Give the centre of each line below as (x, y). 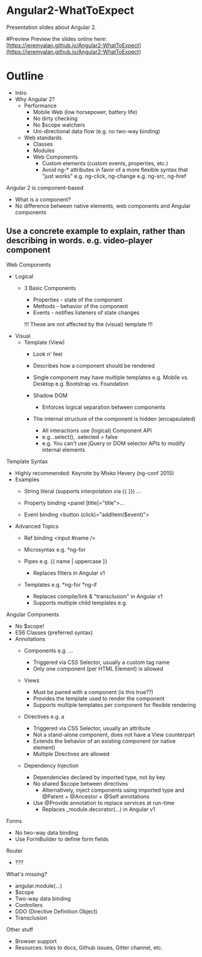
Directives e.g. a (44, 716)
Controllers (29, 905)
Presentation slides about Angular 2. (51, 27)
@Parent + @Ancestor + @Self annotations (96, 796)
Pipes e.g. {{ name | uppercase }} (65, 561)
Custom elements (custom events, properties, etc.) (105, 163)
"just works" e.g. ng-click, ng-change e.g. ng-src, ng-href (114, 176)
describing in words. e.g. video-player (79, 241)
